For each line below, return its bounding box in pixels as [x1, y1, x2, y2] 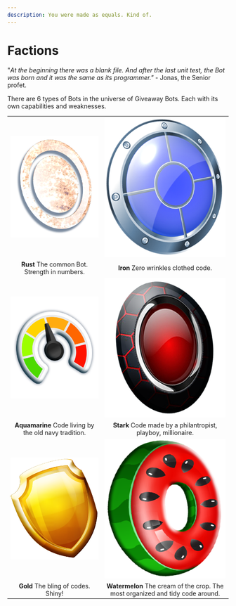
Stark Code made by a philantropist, [112, 420, 218, 429]
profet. [7, 81, 27, 89]
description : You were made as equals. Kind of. [7, 11, 152, 18]
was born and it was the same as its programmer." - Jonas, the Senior [7, 73, 211, 82]
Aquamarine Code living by [14, 420, 95, 429]
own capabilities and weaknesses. [7, 102, 107, 110]
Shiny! [45, 589, 64, 598]
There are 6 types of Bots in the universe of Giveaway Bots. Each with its [7, 94, 218, 103]
